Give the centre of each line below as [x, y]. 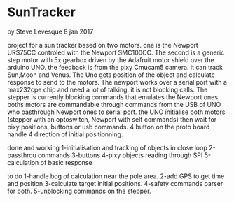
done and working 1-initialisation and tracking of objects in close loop [108, 147]
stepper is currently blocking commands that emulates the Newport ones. [113, 97]
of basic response [66, 162]
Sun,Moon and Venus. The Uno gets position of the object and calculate [111, 75]
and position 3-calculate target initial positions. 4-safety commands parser [115, 183]
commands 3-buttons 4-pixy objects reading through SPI [120, 155]
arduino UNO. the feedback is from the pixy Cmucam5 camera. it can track [115, 67]
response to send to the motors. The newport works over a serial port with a [117, 82]
